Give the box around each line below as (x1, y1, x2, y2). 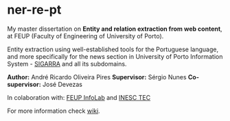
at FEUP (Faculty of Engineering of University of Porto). (7, 31, 164, 40)
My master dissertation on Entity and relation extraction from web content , (7, 25, 222, 33)
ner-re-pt (7, 2, 62, 18)
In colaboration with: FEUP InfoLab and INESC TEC (7, 93, 151, 101)
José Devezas (42, 80, 82, 88)
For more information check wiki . (7, 107, 101, 115)
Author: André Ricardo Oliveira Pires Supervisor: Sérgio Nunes (7, 72, 187, 81)
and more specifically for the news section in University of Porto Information (7, 52, 223, 60)
